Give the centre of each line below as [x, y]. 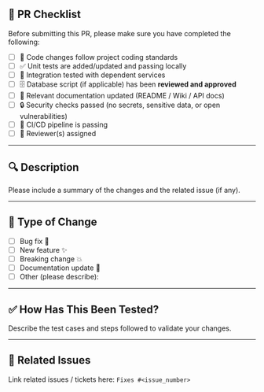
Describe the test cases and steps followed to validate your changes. [120, 328]
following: [24, 42]
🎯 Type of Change [53, 222]
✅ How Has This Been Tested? [84, 309]
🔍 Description [44, 167]
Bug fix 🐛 [34, 241]
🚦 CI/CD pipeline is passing [64, 125]
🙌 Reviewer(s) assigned [58, 134]
